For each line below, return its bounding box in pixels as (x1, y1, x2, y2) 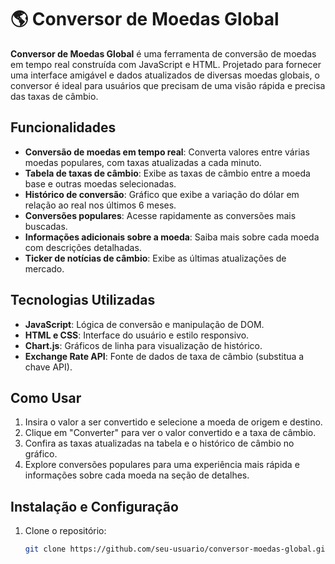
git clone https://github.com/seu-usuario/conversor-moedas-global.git (24, 544, 330, 555)
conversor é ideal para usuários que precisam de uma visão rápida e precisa (10, 79, 326, 91)
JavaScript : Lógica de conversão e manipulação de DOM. (24, 318, 265, 330)
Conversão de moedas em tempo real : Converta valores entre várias (24, 146, 310, 158)
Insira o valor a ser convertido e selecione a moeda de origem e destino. (24, 416, 323, 428)
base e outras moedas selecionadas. (24, 177, 177, 190)
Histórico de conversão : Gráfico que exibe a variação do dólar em (24, 188, 300, 200)
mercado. (24, 262, 65, 275)
